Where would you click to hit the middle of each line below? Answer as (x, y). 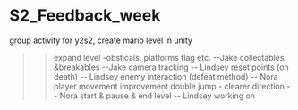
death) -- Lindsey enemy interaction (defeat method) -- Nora (166, 76)
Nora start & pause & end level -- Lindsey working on (158, 96)
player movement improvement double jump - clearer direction (169, 86)
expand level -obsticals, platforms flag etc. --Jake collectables (169, 57)
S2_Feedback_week (85, 16)
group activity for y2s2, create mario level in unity (101, 40)
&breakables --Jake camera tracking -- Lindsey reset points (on (171, 67)
